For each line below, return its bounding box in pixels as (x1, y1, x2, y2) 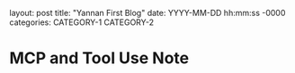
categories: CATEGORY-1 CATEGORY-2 (9, 17, 155, 28)
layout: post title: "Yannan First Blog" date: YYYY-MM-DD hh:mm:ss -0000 (9, 8, 286, 18)
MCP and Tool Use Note (9, 48, 190, 69)
